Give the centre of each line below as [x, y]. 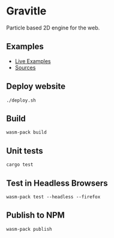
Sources [25, 67]
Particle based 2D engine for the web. [53, 28]
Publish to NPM [35, 215]
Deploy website [36, 86]
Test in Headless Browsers [57, 183]
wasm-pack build [26, 133]
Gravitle [26, 11]
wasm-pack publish [29, 229]
